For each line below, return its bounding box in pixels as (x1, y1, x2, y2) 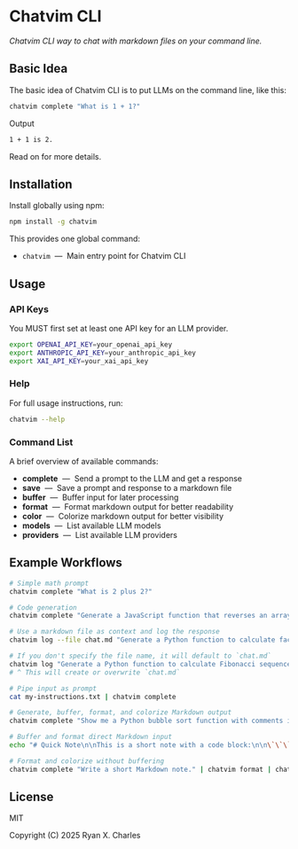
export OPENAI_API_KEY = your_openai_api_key (9, 339, 173, 349)
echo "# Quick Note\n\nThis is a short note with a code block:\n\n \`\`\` (9, 741, 292, 750)
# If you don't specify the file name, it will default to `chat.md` (9, 651, 272, 661)
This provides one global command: (9, 233, 140, 245)
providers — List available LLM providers (21, 529, 178, 540)
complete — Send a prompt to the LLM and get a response (21, 472, 242, 484)
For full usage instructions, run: (9, 397, 123, 409)
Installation (9, 176, 73, 191)
